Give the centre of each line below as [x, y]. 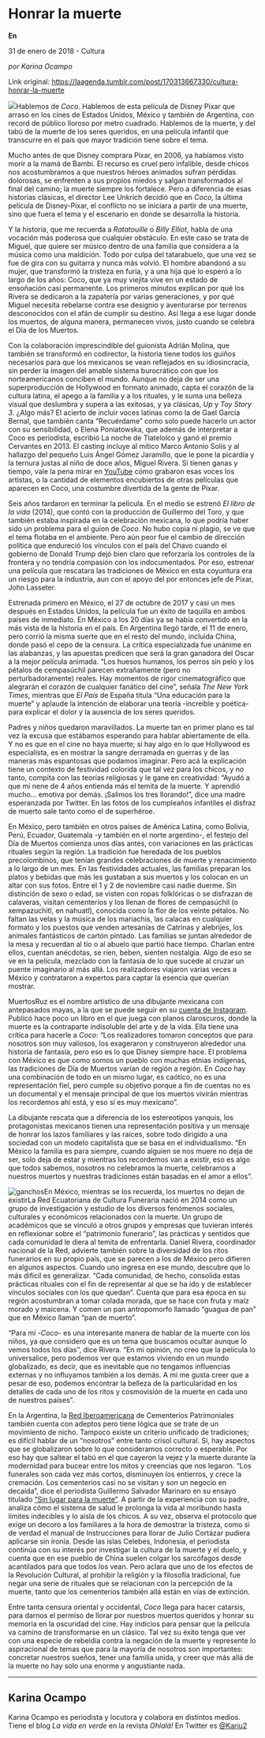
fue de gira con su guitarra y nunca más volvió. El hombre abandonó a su [127, 262]
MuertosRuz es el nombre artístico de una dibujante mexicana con [116, 1001]
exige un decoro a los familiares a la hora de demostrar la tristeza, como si [129, 1524]
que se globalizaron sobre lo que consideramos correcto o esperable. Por [128, 1449]
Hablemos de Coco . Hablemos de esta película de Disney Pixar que [125, 106]
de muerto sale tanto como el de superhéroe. [82, 811]
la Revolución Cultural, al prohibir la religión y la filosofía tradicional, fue [124, 1574]
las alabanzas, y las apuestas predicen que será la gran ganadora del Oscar [131, 653]
